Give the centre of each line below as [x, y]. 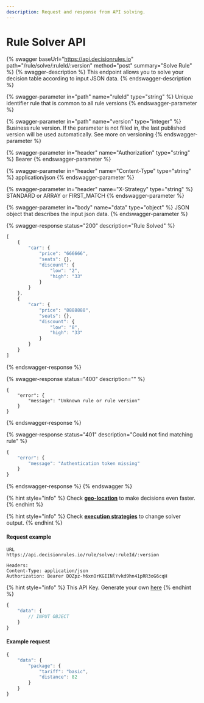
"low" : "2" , [65, 271]
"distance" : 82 [58, 677]
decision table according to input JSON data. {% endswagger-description [99, 78]
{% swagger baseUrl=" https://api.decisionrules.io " [70, 59]
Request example [29, 537]
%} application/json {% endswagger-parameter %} [71, 177]
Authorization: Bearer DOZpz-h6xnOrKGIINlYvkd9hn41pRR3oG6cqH [87, 576]
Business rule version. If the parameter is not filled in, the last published [96, 128]
